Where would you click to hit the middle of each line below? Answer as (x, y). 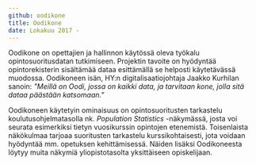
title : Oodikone (35, 23)
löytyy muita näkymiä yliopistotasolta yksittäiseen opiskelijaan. (110, 152)
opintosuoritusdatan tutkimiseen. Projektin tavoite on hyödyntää (112, 61)
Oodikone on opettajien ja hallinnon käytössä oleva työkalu (104, 53)
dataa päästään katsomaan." (56, 95)
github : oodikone (37, 15)
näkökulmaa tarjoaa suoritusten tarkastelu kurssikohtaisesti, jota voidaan (127, 136)
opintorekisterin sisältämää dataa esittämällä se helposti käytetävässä (122, 70)
